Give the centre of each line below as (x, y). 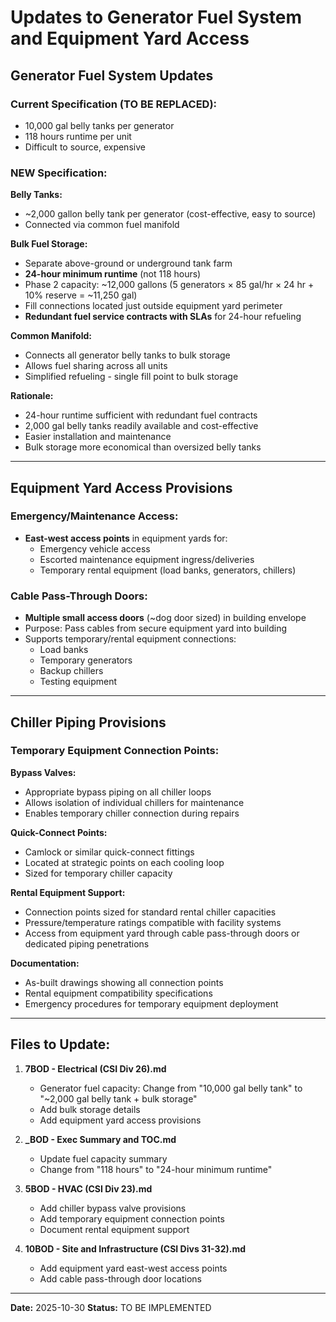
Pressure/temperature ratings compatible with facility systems (153, 922)
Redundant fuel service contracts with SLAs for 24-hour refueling (163, 317)
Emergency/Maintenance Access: (94, 516)
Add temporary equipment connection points (132, 1218)
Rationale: (32, 396)
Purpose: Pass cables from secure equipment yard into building (156, 628)
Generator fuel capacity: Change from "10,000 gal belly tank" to (171, 1088)
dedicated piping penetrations (87, 943)
